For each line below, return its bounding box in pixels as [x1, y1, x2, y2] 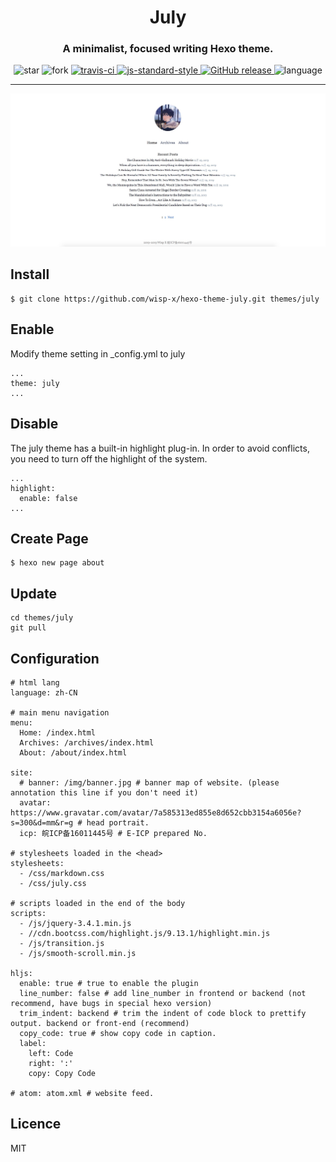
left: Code [28, 1048, 74, 1058]
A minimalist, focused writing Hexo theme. [62, 42, 274, 56]
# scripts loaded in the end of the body [10, 898, 186, 908]
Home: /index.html [19, 727, 97, 738]
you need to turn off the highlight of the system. [10, 452, 208, 465]
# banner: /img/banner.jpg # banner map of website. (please [19, 777, 280, 788]
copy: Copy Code [28, 1068, 97, 1078]
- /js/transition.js [19, 938, 105, 948]
